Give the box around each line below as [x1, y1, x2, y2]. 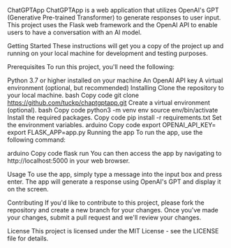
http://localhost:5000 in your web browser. [7, 156, 131, 165]
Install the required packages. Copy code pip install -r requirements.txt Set [7, 113, 222, 122]
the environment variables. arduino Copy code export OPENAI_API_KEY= [7, 121, 216, 129]
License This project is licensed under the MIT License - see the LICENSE [7, 227, 219, 235]
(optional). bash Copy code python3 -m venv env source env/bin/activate [7, 106, 218, 114]
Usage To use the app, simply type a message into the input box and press [7, 170, 223, 178]
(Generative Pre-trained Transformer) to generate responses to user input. [7, 13, 221, 22]
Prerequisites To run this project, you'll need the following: [7, 63, 175, 71]
